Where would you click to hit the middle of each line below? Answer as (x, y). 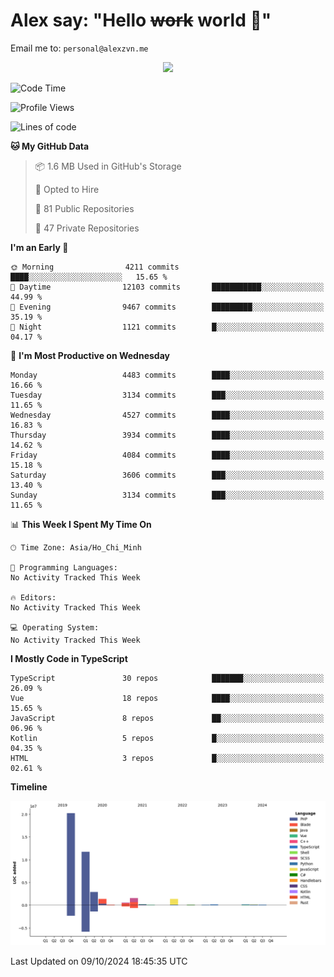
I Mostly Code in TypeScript (69, 658)
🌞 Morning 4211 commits (95, 267)
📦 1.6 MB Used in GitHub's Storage (108, 166)
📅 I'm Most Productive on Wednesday (90, 355)
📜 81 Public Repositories (84, 208)
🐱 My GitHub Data (50, 146)
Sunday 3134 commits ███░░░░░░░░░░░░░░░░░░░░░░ (167, 495)
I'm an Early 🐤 (39, 247)
